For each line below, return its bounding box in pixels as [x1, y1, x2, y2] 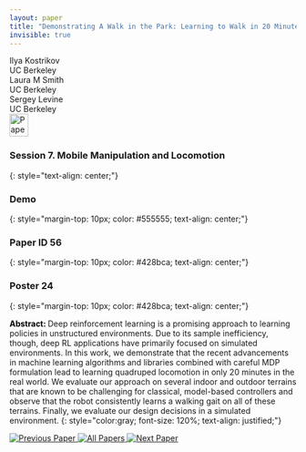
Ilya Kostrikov [9, 56, 61, 67]
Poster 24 [9, 280, 54, 293]
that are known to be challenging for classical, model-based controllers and [9, 385, 293, 396]
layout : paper [9, 13, 64, 23]
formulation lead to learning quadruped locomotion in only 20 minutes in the [9, 366, 295, 377]
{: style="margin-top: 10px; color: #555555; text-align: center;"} [9, 213, 249, 224]
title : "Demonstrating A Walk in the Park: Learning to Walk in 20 [9, 22, 271, 31]
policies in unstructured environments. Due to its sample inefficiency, [9, 327, 269, 338]
